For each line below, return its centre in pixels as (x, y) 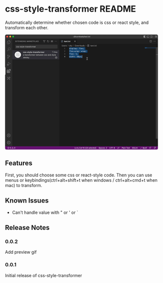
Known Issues (27, 201)
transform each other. (27, 27)
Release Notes (27, 227)
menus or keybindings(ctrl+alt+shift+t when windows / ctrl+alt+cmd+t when (81, 180)
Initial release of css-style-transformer (44, 275)
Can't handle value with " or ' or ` (45, 212)
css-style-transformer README (71, 9)
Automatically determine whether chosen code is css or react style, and (77, 22)
